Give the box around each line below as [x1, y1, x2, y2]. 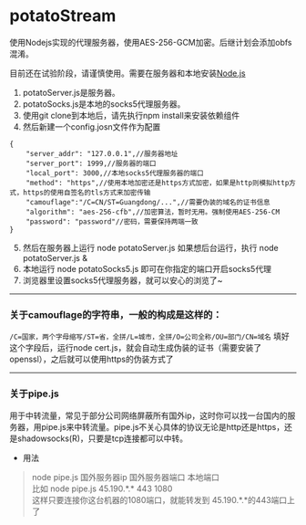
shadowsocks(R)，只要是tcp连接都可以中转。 [16, 433, 189, 444]
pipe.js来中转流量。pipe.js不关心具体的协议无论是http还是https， [40, 421, 285, 432]
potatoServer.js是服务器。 [22, 87, 120, 98]
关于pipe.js [9, 387, 59, 400]
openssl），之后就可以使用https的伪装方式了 [9, 353, 174, 365]
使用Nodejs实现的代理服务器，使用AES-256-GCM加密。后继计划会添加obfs [9, 37, 292, 47]
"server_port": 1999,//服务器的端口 [25, 159, 157, 168]
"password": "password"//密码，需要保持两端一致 [25, 216, 199, 226]
